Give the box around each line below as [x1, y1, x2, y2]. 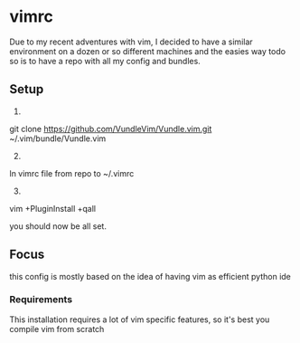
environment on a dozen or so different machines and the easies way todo [9, 45, 286, 56]
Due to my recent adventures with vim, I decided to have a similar [9, 36, 253, 47]
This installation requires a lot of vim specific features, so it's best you [9, 314, 270, 325]
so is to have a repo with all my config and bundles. [9, 55, 201, 66]
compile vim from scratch [9, 323, 105, 334]
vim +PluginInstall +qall [9, 203, 97, 214]
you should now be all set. [9, 220, 107, 232]
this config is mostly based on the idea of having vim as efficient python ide [9, 271, 292, 281]
